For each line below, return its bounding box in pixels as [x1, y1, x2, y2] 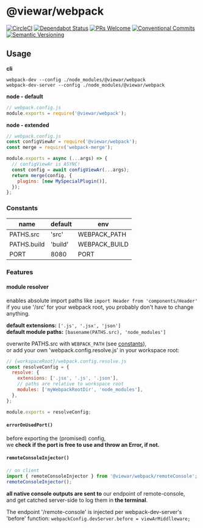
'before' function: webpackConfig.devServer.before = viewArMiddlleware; [6, 515, 191, 522]
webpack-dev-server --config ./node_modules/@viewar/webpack [6, 82, 165, 88]
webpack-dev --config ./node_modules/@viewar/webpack [6, 76, 146, 83]
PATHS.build [9, 240, 45, 248]
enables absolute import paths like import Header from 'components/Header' [6, 297, 198, 304]
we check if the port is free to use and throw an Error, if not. [6, 441, 160, 448]
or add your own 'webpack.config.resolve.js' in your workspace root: [6, 346, 180, 353]
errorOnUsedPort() [6, 422, 53, 429]
